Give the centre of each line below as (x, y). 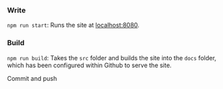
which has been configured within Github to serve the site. (90, 65)
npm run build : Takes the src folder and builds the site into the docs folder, (112, 58)
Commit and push (32, 78)
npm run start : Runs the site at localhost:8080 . (74, 25)
